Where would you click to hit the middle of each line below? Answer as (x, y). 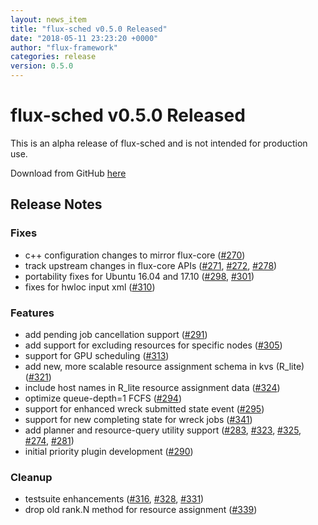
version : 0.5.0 (42, 66)
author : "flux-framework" (64, 47)
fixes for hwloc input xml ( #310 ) (90, 287)
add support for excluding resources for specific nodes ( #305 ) (153, 345)
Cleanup (31, 477)
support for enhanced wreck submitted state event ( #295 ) (144, 408)
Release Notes (56, 204)
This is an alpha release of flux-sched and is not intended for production (159, 143)
